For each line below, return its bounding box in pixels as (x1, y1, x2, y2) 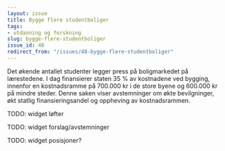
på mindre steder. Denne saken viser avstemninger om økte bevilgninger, (7, 89, 215, 97)
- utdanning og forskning (7, 29, 81, 36)
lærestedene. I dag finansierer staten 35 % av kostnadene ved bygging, (7, 74, 210, 82)
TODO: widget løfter (7, 109, 64, 117)
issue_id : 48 (7, 42, 45, 49)
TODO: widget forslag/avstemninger (7, 123, 110, 131)
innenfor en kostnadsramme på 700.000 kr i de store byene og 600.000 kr (7, 82, 218, 90)
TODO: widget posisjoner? (7, 136, 82, 144)
